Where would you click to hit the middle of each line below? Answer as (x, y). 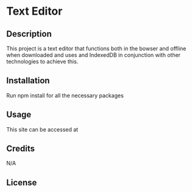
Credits (21, 149)
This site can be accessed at (42, 129)
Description (29, 34)
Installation (28, 81)
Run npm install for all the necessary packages (65, 95)
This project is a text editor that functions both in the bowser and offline (96, 48)
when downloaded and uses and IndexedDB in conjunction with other (94, 55)
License (22, 183)
